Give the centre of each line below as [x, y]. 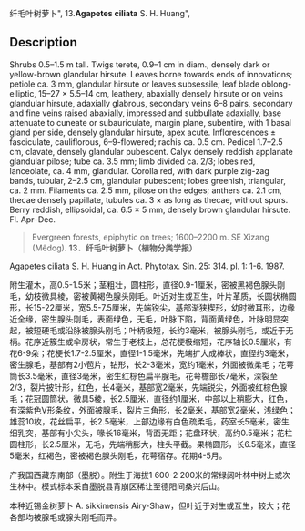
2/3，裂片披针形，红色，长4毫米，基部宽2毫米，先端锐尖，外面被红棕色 [144, 387]
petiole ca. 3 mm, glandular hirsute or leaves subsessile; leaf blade [135, 84]
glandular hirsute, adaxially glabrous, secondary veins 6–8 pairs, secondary [151, 103]
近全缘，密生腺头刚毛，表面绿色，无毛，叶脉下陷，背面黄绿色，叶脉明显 [145, 319]
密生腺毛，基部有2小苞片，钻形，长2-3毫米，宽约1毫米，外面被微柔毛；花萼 [152, 364]
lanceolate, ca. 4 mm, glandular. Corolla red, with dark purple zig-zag [140, 170]
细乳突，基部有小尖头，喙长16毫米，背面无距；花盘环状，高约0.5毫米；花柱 [151, 433]
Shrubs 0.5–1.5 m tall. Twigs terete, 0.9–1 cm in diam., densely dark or [140, 64]
